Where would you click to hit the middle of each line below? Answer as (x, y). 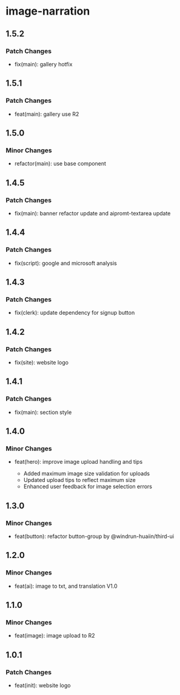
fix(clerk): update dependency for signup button (75, 313)
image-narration (48, 11)
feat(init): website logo (42, 685)
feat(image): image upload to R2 (55, 636)
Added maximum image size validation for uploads (86, 473)
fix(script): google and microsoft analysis (66, 263)
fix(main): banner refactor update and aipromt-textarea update (92, 213)
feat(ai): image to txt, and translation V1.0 (66, 586)
